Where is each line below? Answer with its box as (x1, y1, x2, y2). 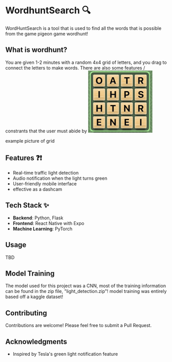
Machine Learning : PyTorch (12, 226, 73, 232)
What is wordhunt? (5, 45, 68, 55)
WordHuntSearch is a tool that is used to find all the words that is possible (5, 25, 162, 31)
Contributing (5, 308, 47, 317)
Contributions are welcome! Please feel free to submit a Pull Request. (5, 322, 152, 329)
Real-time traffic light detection (12, 169, 79, 176)
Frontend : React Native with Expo (12, 220, 85, 226)
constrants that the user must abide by (5, 128, 87, 134)
